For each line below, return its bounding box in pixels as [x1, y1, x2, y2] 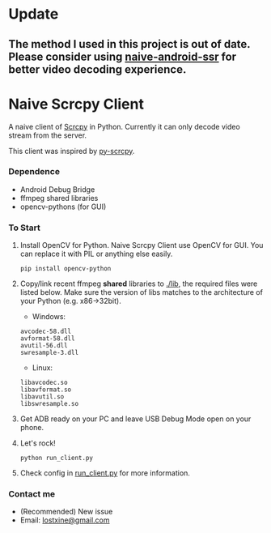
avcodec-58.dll [19, 327, 72, 336]
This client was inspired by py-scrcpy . [8, 146, 135, 156]
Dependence [8, 166, 61, 177]
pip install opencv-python [19, 265, 112, 273]
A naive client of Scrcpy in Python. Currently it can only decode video [8, 122, 240, 131]
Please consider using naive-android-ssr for [8, 49, 237, 63]
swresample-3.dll [19, 349, 79, 357]
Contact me [8, 488, 56, 500]
